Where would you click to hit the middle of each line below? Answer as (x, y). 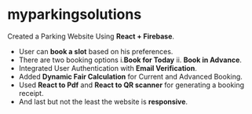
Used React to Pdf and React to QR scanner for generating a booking (131, 85)
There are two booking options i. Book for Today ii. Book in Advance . (130, 60)
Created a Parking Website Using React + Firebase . (91, 36)
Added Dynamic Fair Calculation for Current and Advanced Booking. (130, 76)
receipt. (31, 93)
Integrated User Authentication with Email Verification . (108, 68)
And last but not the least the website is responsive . (103, 101)
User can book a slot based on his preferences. (96, 51)
